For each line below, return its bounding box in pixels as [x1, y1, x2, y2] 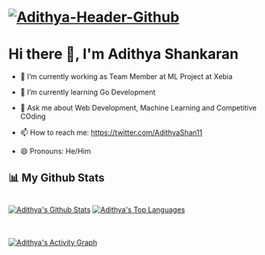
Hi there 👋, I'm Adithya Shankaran [8, 45, 239, 64]
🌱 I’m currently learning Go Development [19, 87, 156, 97]
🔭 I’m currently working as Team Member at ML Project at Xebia [19, 72, 233, 82]
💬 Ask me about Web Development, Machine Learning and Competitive [19, 103, 257, 113]
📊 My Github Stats [8, 170, 105, 185]
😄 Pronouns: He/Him [19, 146, 91, 157]
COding [19, 111, 46, 121]
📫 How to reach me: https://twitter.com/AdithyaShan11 [19, 127, 203, 137]
